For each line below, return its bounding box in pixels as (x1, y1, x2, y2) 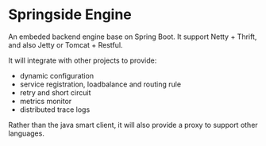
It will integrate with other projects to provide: (8, 56, 157, 65)
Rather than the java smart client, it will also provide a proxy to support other (8, 120, 258, 129)
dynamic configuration (19, 71, 94, 80)
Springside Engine (8, 6, 133, 24)
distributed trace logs (19, 105, 91, 114)
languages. (8, 129, 45, 138)
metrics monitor (19, 96, 72, 106)
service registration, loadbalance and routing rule (19, 79, 181, 89)
